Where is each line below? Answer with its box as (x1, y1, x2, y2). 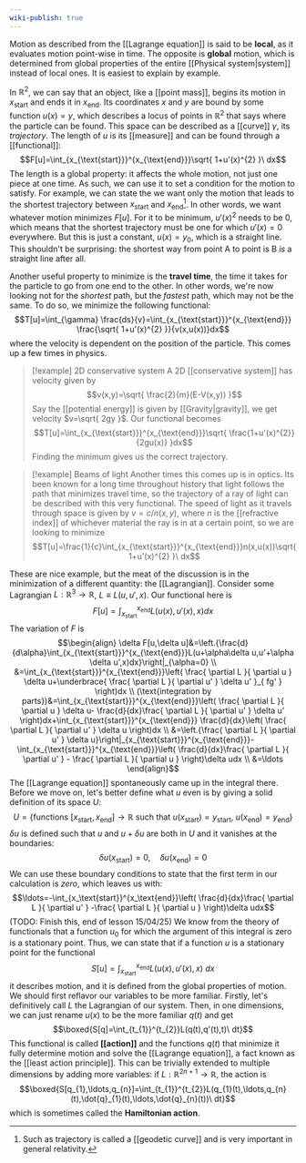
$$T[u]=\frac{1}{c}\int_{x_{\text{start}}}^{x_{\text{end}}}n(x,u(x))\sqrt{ (32, 541, 297, 552)
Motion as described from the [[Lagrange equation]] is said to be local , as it (9, 38, 294, 49)
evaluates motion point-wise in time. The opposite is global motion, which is (9, 47, 295, 59)
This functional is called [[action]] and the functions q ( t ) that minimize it (9, 1038, 280, 1049)
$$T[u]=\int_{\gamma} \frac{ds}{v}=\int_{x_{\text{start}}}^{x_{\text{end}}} (14, 313, 292, 324)
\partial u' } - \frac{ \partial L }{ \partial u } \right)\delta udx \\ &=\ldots (22, 753, 284, 765)
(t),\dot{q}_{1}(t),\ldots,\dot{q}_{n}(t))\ (70, 1093, 212, 1104)
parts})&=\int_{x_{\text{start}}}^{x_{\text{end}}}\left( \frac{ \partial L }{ (21, 696, 285, 707)
